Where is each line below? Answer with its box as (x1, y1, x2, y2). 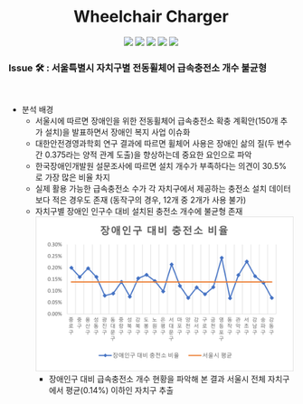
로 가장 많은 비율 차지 (34, 172, 110, 183)
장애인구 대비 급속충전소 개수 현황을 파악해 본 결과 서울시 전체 (48, 373, 266, 384)
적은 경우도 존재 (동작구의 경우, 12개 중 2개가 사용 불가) (52, 194, 247, 205)
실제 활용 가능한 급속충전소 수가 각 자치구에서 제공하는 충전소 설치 (34, 183, 268, 194)
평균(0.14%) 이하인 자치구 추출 (65, 384, 174, 395)
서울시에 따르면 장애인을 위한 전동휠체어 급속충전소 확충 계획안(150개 (34, 116, 279, 127)
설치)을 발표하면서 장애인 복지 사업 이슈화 (44, 127, 191, 137)
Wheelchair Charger (72, 6, 230, 27)
